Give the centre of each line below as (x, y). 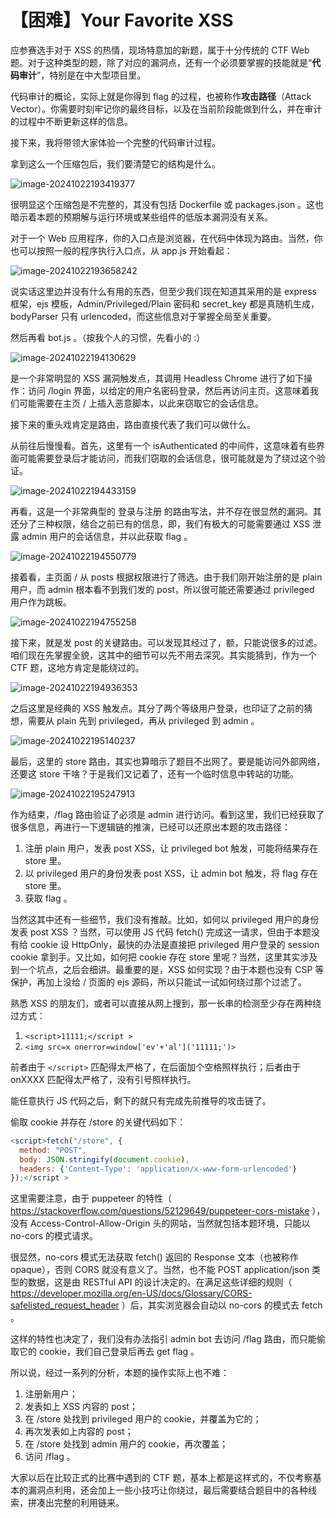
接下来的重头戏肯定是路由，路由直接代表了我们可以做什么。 (133, 424)
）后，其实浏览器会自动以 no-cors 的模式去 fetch (222, 1305)
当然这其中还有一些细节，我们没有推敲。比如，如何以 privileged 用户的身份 (165, 919)
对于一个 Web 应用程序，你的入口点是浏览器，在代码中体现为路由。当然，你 (166, 238)
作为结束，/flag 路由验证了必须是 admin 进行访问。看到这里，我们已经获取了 (167, 814)
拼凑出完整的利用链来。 (76, 1503)
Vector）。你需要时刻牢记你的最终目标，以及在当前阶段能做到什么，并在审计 (166, 108)
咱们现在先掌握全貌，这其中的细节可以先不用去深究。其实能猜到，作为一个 (163, 655)
